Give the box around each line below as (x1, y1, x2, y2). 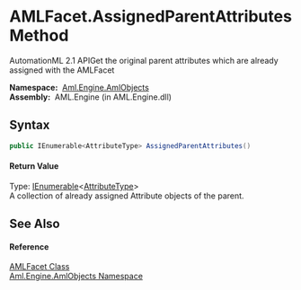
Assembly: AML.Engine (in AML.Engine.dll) (9, 92, 173, 102)
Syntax (9, 118, 50, 133)
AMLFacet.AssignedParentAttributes (9, 6, 292, 27)
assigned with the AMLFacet (9, 65, 115, 75)
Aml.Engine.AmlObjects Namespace (9, 271, 144, 282)
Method (9, 25, 69, 46)
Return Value (9, 161, 59, 171)
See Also (9, 216, 60, 232)
